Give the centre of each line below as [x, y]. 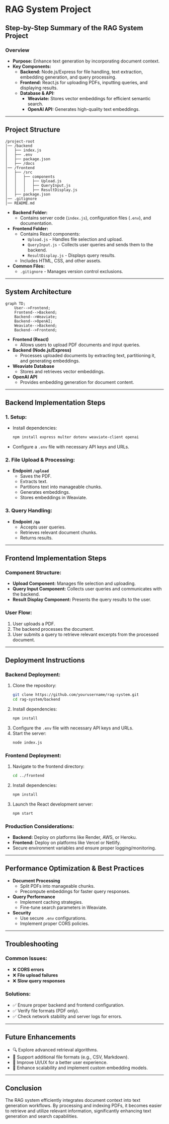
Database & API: [37, 93]
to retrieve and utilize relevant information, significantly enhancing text [78, 1111]
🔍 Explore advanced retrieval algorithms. [55, 1049]
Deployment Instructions [45, 660]
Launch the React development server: [53, 804]
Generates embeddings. [45, 492]
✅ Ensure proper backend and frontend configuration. [68, 1005]
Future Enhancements [41, 1037]
